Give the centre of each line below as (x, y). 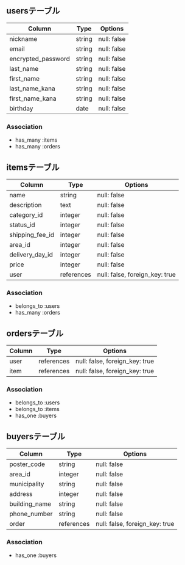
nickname (23, 38)
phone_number (31, 514)
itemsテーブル (33, 167)
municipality (27, 484)
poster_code (27, 464)
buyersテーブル (36, 436)
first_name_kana (33, 98)
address (21, 494)
